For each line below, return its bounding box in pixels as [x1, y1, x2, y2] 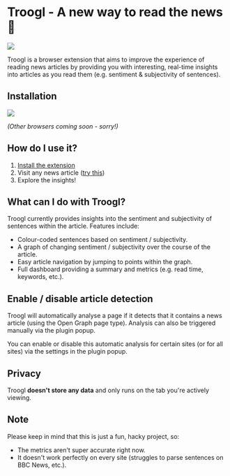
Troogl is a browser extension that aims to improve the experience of [7, 55, 205, 64]
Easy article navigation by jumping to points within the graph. [17, 258, 193, 266]
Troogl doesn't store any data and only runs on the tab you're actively [7, 386, 210, 394]
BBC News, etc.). [17, 461, 67, 469]
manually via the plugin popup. [7, 326, 96, 335]
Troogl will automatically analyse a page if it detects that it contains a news [7, 312, 222, 320]
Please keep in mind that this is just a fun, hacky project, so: [7, 432, 180, 440]
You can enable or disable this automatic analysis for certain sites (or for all [7, 340, 223, 348]
